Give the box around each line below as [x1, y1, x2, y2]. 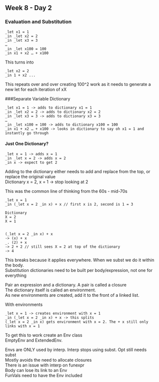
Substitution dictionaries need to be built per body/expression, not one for [5, 267, 153, 273]
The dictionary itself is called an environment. [5, 287, 96, 293]
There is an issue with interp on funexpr [5, 362, 85, 368]
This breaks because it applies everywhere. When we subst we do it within [5, 257, 154, 263]
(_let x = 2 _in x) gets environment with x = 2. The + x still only [5, 319, 149, 324]
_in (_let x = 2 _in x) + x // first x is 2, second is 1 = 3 [5, 202, 133, 207]
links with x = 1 [5, 323, 40, 329]
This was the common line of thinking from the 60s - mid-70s [5, 188, 127, 194]
